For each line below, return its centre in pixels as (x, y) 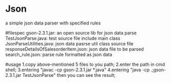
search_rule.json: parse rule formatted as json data (59, 54)
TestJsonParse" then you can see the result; (69, 75)
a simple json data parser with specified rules (53, 23)
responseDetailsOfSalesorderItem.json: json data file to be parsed (75, 49)
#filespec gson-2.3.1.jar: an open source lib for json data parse (71, 33)
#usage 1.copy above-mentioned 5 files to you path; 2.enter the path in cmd (85, 64)
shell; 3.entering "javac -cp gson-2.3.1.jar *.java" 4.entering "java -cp (77, 70)
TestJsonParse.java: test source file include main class (63, 38)
